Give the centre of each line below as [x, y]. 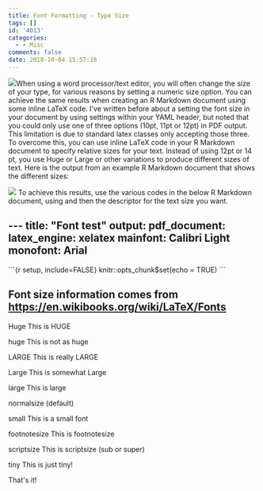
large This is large [37, 387]
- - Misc [30, 45]
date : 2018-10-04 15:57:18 [53, 60]
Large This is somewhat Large [57, 372]
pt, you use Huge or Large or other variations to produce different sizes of [129, 159]
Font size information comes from [93, 295]
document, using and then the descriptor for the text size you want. [118, 201]
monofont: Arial [48, 251]
